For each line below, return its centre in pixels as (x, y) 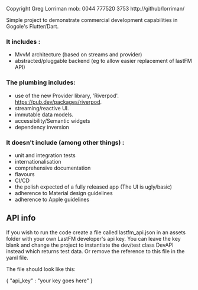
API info (21, 218)
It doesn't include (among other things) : (65, 142)
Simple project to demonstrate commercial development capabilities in (92, 20)
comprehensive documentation (53, 168)
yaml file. (17, 257)
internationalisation (38, 161)
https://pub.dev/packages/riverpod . (58, 102)
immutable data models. (44, 114)
